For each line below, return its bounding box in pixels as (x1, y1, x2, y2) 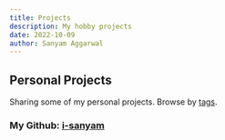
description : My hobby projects (9, 22, 132, 31)
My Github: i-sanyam (9, 119, 105, 132)
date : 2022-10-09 (9, 30, 76, 39)
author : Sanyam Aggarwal (9, 38, 104, 48)
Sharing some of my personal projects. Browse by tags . (9, 96, 218, 107)
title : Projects (9, 13, 71, 23)
